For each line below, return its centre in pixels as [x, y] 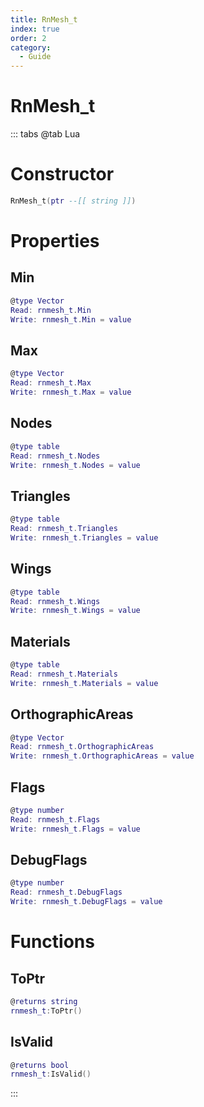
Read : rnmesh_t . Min [51, 310]
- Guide [35, 57]
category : [31, 47]
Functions [52, 942]
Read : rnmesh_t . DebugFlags [66, 892]
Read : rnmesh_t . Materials [64, 674]
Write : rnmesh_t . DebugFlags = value [86, 902]
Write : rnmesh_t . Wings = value [75, 611]
